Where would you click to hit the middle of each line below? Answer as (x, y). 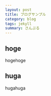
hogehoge (15, 60)
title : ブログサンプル (26, 14)
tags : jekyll (18, 24)
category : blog (21, 19)
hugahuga (15, 88)
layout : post (18, 10)
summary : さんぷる (23, 28)
